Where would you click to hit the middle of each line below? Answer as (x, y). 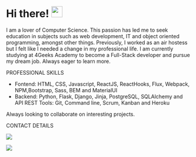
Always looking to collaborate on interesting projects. (71, 114)
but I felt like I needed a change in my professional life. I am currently (90, 49)
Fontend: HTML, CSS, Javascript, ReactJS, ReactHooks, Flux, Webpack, (102, 84)
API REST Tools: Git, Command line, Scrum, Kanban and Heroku (92, 102)
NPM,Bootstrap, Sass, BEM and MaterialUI (66, 90)
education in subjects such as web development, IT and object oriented (93, 36)
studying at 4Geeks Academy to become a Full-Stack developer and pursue (98, 55)
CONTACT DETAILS (30, 125)
